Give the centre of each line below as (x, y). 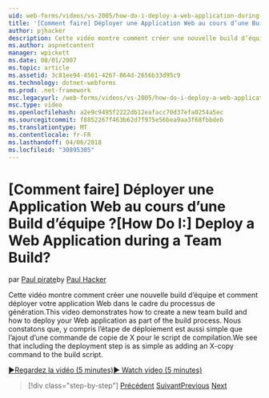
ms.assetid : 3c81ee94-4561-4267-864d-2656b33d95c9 (94, 75)
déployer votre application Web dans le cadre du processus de (112, 304)
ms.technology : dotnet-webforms (62, 82)
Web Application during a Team (115, 240)
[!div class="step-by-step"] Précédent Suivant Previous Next (127, 386)
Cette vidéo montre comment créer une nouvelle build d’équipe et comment (133, 295)
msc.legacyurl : (34, 98)
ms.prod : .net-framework (50, 90)
